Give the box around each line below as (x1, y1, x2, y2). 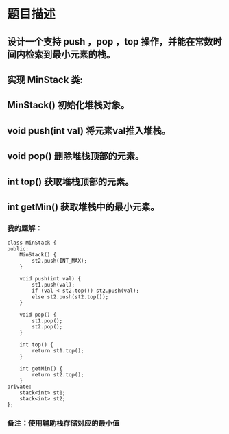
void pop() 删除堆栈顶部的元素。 (7, 150, 145, 162)
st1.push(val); (32, 282, 75, 289)
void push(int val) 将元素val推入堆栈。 (7, 125, 171, 136)
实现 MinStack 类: (7, 73, 84, 86)
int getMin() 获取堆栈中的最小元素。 (7, 201, 160, 213)
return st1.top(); (32, 348, 84, 354)
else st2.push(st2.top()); (32, 293, 109, 300)
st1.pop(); (32, 317, 63, 324)
